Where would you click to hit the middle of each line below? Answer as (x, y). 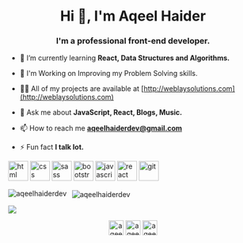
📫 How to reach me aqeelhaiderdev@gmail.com (101, 128)
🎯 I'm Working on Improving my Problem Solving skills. (108, 74)
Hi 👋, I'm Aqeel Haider (133, 16)
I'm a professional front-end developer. (133, 41)
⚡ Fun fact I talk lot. (52, 147)
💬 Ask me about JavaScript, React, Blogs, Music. (101, 112)
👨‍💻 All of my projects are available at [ (82, 89)
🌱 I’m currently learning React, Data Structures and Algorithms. (125, 58)
